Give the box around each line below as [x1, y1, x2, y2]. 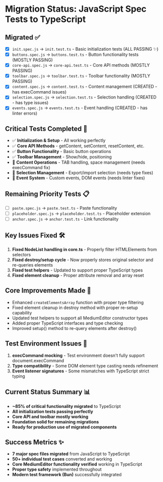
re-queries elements [12, 262, 53, 268]
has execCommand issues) [12, 89, 67, 95]
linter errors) [12, 111, 37, 116]
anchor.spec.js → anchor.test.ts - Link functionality [12, 216, 119, 222]
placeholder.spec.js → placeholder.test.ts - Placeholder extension [12, 211, 151, 216]
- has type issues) [12, 100, 49, 106]
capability [12, 309, 32, 315]
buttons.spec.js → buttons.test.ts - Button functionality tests [12, 52, 139, 58]
